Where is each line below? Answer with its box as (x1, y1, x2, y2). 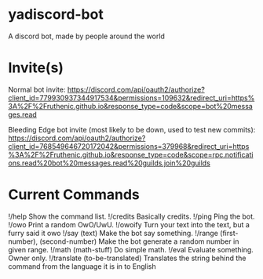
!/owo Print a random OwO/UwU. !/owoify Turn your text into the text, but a (8, 219, 250, 229)
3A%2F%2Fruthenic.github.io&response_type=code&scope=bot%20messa (8, 101, 253, 111)
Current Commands (8, 186, 140, 204)
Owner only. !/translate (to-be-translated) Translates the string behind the (8, 253, 247, 263)
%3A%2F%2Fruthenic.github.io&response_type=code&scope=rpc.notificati (8, 150, 254, 159)
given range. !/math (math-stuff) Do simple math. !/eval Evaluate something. (8, 245, 254, 254)
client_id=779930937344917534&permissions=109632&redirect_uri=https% (8, 92, 255, 103)
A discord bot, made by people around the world (8, 31, 165, 41)
